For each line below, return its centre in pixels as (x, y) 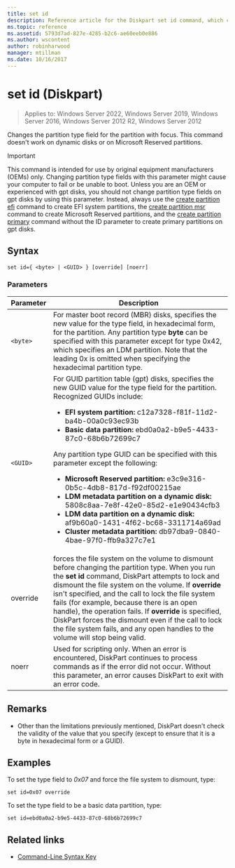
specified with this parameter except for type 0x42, (137, 341)
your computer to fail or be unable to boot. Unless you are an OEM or (107, 184)
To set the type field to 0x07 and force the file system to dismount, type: (111, 780)
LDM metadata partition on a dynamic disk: (138, 496)
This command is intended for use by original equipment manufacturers (111, 169)
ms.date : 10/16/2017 (37, 60)
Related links (36, 840)
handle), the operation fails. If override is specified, (137, 611)
